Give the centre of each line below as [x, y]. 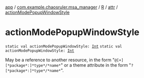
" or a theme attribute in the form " [96, 65]
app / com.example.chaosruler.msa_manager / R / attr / [62, 7]
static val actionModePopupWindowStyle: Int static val [64, 46]
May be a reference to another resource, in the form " [60, 60]
